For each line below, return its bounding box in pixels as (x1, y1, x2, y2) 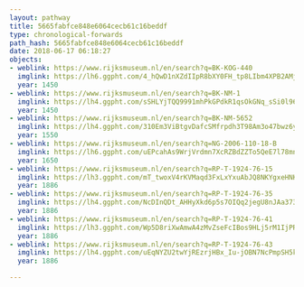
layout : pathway (9, 13, 71, 23)
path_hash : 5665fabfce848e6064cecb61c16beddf (9, 38, 184, 48)
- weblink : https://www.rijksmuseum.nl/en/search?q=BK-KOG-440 (9, 64, 253, 73)
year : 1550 (17, 131, 59, 140)
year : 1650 (17, 155, 59, 165)
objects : (9, 55, 43, 64)
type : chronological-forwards (9, 30, 124, 39)
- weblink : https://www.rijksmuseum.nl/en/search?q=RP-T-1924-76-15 (9, 164, 273, 173)
